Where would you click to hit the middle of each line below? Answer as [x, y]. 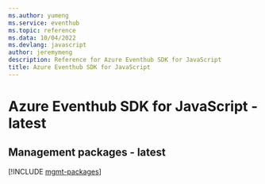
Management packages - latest [87, 153]
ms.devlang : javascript [48, 45]
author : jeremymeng [40, 52]
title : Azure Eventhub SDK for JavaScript [79, 67]
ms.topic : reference [42, 30]
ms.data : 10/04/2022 [42, 38]
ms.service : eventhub [44, 23]
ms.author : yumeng [38, 15]
